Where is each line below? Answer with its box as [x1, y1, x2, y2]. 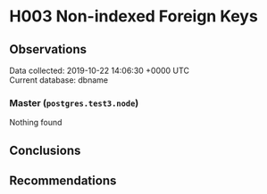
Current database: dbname [9, 75, 109, 85]
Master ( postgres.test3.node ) [9, 96, 139, 109]
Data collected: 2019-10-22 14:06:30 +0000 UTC [9, 65, 190, 76]
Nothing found [9, 117, 63, 128]
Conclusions [9, 142, 81, 158]
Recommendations [9, 174, 117, 189]
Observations [9, 42, 88, 57]
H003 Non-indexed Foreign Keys [9, 6, 259, 27]
